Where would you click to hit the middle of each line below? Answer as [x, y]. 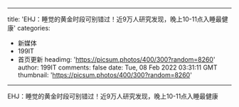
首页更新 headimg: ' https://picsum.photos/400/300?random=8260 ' [116, 60]
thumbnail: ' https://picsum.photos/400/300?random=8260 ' [105, 75]
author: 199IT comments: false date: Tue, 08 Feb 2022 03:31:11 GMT [118, 67]
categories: [34, 28]
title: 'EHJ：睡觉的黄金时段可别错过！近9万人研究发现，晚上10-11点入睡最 [115, 19]
